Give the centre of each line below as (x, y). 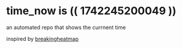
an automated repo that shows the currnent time (66, 27)
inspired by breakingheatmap (43, 39)
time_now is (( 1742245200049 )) (91, 11)
